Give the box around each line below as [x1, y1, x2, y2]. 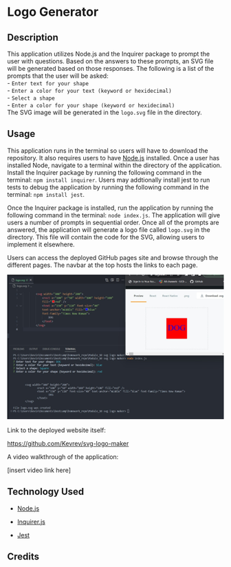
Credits [7, 551, 40, 563]
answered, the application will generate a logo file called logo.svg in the [7, 225, 211, 234]
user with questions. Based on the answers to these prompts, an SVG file [7, 57, 214, 65]
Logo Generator [7, 4, 99, 20]
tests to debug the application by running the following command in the [7, 183, 210, 191]
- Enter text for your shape [7, 79, 89, 87]
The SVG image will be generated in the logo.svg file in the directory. [7, 108, 203, 116]
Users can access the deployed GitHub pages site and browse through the [7, 253, 219, 261]
